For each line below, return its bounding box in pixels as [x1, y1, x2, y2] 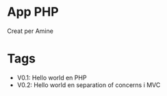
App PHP [7, 4, 60, 20]
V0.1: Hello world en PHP [16, 73, 87, 82]
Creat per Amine [7, 27, 53, 35]
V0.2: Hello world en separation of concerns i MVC [16, 80, 161, 89]
